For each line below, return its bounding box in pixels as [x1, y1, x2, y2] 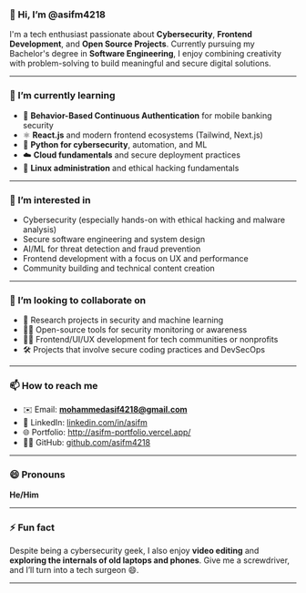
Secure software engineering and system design [22, 233, 206, 244]
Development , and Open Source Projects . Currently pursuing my [9, 38, 255, 49]
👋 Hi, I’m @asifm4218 [9, 8, 107, 21]
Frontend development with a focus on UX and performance [22, 252, 249, 263]
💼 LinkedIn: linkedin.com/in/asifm [22, 417, 148, 428]
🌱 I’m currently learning [9, 89, 116, 102]
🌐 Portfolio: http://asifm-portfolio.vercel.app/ [22, 427, 191, 438]
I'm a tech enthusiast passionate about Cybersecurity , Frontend [9, 29, 253, 40]
